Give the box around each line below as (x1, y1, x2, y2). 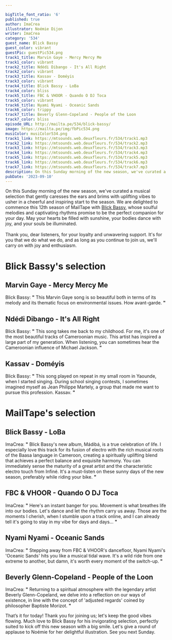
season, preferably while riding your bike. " (5, 474, 97, 480)
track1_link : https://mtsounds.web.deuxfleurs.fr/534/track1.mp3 (5, 136, 147, 141)
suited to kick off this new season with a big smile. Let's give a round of (5, 624, 156, 630)
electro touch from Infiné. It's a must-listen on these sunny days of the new (5, 468, 164, 474)
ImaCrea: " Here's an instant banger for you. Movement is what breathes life (5, 502, 166, 508)
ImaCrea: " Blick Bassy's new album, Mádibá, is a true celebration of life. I (5, 441, 161, 447)
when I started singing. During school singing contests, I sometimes (5, 379, 148, 384)
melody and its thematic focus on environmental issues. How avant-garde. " (5, 300, 166, 306)
